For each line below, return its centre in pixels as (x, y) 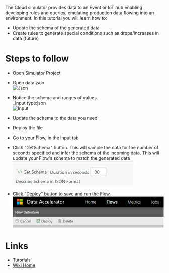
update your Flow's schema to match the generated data (71, 158)
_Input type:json (29, 103)
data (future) (26, 38)
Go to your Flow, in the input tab (46, 138)
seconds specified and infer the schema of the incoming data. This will (86, 153)
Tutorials (22, 260)
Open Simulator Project (37, 73)
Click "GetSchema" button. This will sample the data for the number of (86, 147)
